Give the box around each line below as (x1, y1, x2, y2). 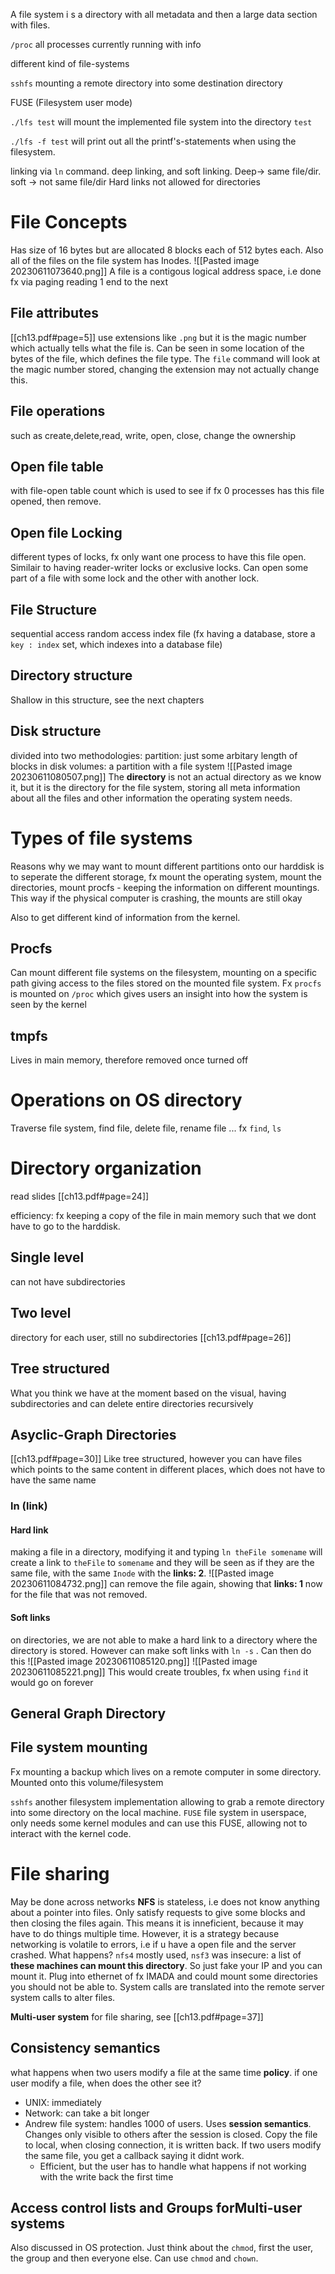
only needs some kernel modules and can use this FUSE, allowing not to (10, 1817, 308, 1829)
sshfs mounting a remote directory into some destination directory (10, 77, 283, 89)
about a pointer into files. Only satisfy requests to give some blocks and (10, 1906, 306, 1918)
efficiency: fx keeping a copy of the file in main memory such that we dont (10, 1210, 317, 1222)
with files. (10, 19, 51, 31)
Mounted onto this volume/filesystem (10, 1776, 164, 1788)
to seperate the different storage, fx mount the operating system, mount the (10, 870, 322, 883)
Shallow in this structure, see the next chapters (10, 694, 205, 706)
